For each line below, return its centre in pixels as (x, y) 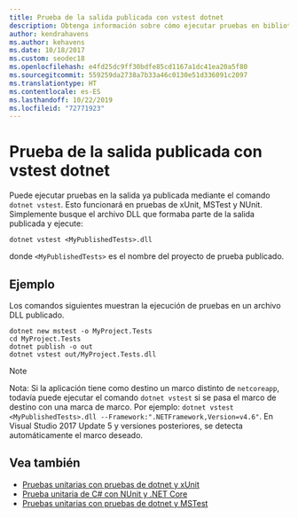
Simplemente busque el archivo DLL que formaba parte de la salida (132, 215)
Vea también (45, 463)
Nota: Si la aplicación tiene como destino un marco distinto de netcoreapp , (144, 388)
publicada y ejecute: (47, 223)
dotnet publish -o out (51, 347)
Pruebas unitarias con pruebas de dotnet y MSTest (115, 503)
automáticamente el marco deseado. (76, 435)
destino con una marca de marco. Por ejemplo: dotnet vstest (122, 407)
